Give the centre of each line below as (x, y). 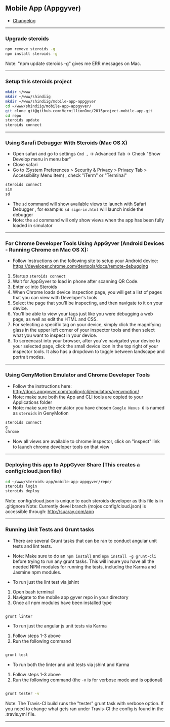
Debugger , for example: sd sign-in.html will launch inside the (78, 209)
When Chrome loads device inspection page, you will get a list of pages (87, 292)
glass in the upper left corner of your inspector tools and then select (84, 330)
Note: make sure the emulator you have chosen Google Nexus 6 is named (88, 407)
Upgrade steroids (27, 39)
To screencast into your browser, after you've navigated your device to (86, 341)
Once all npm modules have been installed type (62, 603)
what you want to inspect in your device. (55, 335)
